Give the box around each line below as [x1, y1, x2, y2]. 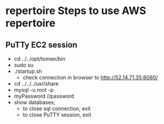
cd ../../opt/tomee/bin [13, 56, 66, 62]
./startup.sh [13, 68, 42, 74]
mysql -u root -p [13, 87, 54, 93]
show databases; [13, 99, 56, 106]
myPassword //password [13, 92, 74, 99]
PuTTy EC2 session [5, 40, 77, 50]
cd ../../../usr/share [13, 80, 59, 87]
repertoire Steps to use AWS [5, 4, 146, 18]
